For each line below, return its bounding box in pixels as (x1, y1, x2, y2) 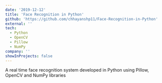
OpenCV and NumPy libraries (5, 73, 66, 79)
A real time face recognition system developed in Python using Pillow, (5, 67, 149, 73)
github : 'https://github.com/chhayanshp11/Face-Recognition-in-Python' (5, 16, 158, 21)
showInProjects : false (5, 53, 53, 59)
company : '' (5, 49, 30, 54)
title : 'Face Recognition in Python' (5, 12, 84, 17)
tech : (5, 26, 17, 31)
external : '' (5, 21, 33, 26)
